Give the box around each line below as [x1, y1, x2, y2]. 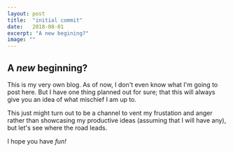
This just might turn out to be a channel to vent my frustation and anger [7, 109, 213, 117]
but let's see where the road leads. [7, 123, 108, 132]
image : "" [7, 36, 36, 43]
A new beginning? [7, 62, 88, 74]
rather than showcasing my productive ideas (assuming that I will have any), [7, 116, 227, 124]
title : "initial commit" [7, 17, 83, 24]
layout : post [7, 10, 45, 17]
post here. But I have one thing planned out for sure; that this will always [7, 88, 216, 96]
